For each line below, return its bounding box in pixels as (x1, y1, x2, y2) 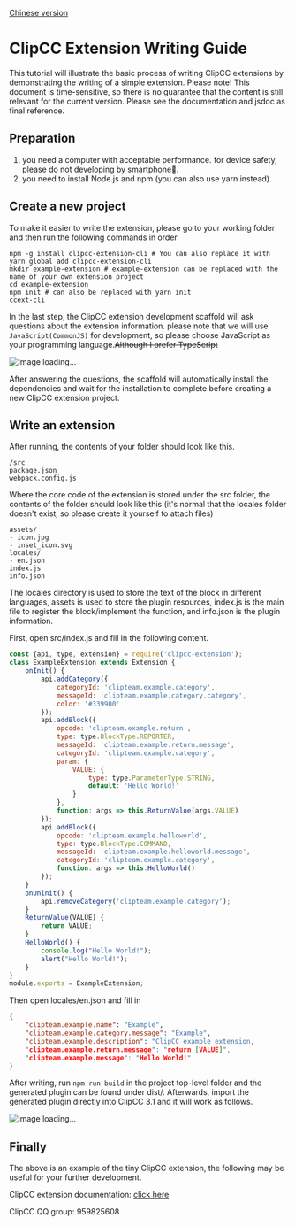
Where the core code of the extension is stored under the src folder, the (9, 490, 271, 500)
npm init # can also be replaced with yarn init (9, 288, 192, 297)
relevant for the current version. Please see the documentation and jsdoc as (9, 96, 285, 106)
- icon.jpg (9, 533, 49, 543)
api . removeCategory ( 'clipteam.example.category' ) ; (41, 897, 231, 906)
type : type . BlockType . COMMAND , (56, 839, 172, 848)
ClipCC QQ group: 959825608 (9, 1207, 120, 1217)
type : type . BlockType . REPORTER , (56, 732, 176, 742)
